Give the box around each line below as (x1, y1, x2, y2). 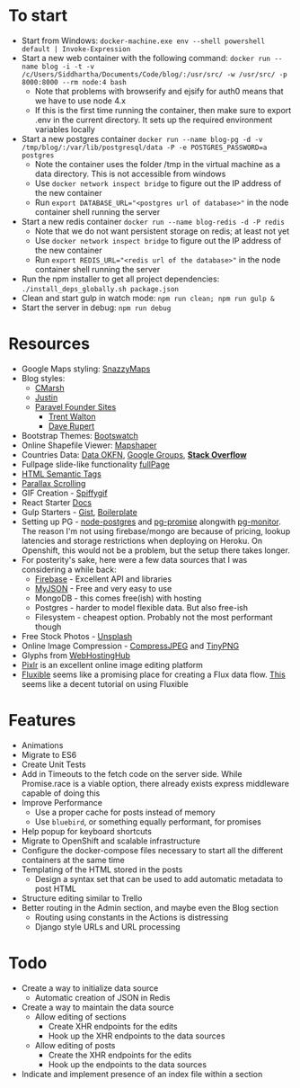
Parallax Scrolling (21, 477, 86, 488)
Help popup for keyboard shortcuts (21, 825, 152, 836)
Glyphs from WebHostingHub (21, 649, 131, 661)
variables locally (34, 123, 95, 135)
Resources (8, 334, 91, 354)
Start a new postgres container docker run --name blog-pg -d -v (21, 133, 263, 144)
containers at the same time (21, 854, 125, 865)
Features (8, 710, 76, 731)
